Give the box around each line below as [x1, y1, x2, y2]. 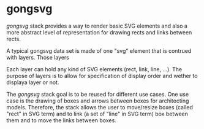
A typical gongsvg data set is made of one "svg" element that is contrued [6, 47, 192, 54]
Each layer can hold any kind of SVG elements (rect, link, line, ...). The [6, 65, 183, 72]
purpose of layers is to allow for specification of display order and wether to [6, 72, 198, 79]
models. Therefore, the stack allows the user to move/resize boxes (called [6, 103, 193, 111]
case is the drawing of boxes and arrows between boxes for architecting [6, 97, 189, 104]
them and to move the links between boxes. [6, 116, 116, 124]
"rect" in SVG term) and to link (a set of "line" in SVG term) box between [6, 110, 188, 117]
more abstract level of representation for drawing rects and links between [6, 28, 192, 36]
